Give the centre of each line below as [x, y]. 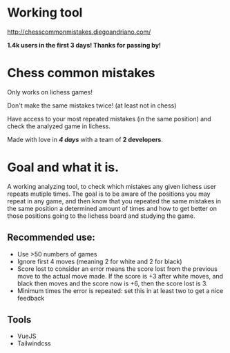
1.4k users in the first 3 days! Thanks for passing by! [84, 45]
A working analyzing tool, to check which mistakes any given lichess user [112, 186]
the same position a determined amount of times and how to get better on [112, 208]
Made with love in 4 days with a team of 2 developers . [85, 139]
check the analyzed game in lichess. [59, 126]
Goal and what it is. [63, 168]
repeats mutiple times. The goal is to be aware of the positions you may [109, 194]
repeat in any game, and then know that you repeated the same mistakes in [114, 201]
